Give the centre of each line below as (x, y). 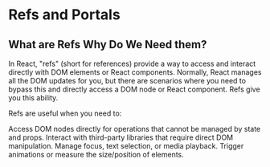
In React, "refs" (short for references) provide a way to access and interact (132, 63)
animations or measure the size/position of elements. (96, 155)
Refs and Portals (64, 15)
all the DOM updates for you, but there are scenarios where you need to (127, 81)
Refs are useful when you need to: (65, 113)
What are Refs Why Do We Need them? (108, 45)
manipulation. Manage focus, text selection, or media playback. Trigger (126, 146)
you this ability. (33, 98)
